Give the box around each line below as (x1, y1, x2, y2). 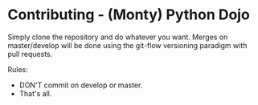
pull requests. (7, 49, 53, 59)
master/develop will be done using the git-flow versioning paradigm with (7, 40, 248, 50)
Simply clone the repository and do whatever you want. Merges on (7, 32, 228, 42)
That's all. (18, 88, 52, 98)
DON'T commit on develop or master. (18, 80, 143, 90)
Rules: (7, 64, 29, 74)
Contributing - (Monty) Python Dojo (7, 6, 250, 24)
